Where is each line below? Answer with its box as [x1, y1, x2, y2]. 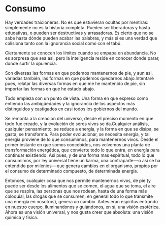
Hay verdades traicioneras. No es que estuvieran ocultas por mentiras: [5, 19, 149, 25]
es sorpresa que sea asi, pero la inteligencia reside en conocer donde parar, [5, 55, 160, 61]
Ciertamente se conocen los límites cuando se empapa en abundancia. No [5, 50, 156, 56]
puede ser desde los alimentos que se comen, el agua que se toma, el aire [5, 182, 156, 188]
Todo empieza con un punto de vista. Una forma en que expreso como [5, 95, 149, 101]
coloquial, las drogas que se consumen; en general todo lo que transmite [5, 193, 153, 199]
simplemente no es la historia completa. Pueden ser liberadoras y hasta [5, 24, 150, 30]
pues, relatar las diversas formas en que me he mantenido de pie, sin [5, 80, 145, 87]
